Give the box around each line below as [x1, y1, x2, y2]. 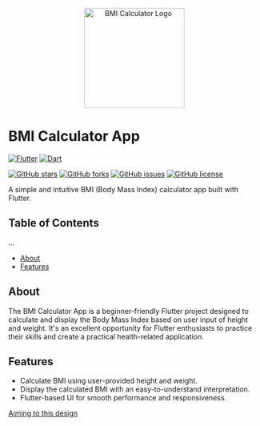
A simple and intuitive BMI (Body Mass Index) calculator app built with [8, 184, 238, 194]
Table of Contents [8, 216, 100, 230]
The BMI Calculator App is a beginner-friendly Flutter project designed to [8, 306, 250, 315]
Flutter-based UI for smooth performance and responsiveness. [19, 393, 227, 403]
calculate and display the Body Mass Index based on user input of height [8, 315, 249, 324]
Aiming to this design [8, 408, 78, 418]
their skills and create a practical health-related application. [8, 332, 204, 341]
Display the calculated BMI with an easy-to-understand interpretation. [19, 384, 250, 394]
